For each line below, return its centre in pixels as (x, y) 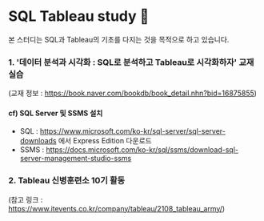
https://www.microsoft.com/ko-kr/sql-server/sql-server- (133, 131)
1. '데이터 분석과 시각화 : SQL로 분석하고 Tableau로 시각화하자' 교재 (131, 62)
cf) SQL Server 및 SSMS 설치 (56, 113)
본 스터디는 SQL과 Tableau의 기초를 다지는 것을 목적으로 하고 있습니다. (119, 39)
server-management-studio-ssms (76, 159)
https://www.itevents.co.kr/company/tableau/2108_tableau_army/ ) (117, 208)
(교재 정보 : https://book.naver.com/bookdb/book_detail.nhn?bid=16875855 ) (133, 93)
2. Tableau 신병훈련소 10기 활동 (67, 181)
